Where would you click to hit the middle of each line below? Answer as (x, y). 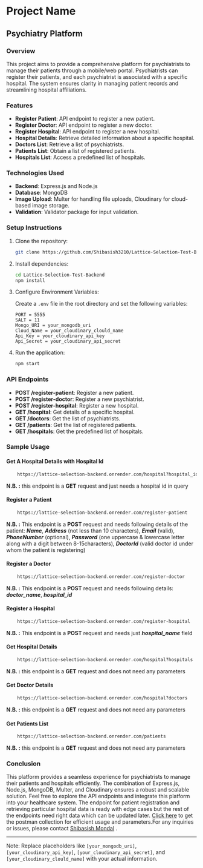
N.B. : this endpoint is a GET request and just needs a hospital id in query (97, 486)
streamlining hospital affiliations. (47, 90)
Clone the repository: (41, 241)
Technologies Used (35, 173)
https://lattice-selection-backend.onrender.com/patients (92, 736)
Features (20, 106)
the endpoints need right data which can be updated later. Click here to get (100, 816)
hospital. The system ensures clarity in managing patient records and (92, 83)
